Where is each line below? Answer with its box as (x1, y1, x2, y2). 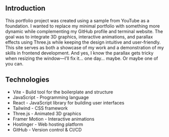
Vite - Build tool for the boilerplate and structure (12, 89, 114, 95)
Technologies (5, 76, 50, 84)
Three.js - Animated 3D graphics (12, 110, 81, 116)
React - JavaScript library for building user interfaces (12, 99, 125, 106)
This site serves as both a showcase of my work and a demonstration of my (5, 44, 164, 50)
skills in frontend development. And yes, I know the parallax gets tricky (5, 50, 154, 56)
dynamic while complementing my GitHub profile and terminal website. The (5, 28, 163, 35)
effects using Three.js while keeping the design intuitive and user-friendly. (5, 39, 161, 45)
